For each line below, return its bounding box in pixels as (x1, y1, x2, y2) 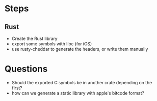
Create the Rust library (11, 35, 57, 41)
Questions (4, 64, 48, 74)
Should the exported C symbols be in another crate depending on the (11, 79, 152, 85)
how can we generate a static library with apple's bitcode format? (11, 90, 144, 96)
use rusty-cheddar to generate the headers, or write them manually (11, 46, 148, 52)
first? (11, 85, 23, 91)
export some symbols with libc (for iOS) (11, 41, 92, 47)
